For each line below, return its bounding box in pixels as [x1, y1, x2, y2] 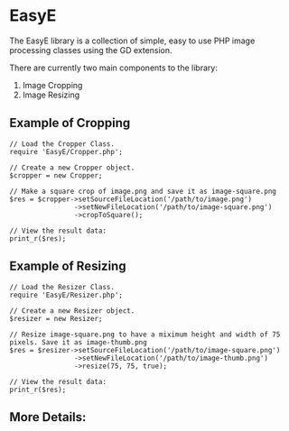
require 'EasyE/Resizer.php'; [9, 290, 124, 299]
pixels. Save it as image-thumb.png [9, 337, 147, 347]
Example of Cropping [9, 115, 131, 131]
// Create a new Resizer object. [9, 306, 135, 316]
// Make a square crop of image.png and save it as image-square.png [9, 187, 277, 196]
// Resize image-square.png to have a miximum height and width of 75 [9, 330, 281, 339]
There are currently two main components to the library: [9, 62, 219, 73]
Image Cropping [22, 79, 83, 90]
